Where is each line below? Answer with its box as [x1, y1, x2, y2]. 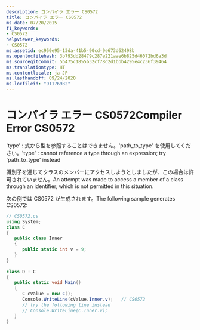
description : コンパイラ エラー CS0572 [6, 8, 99, 15]
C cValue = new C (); [21, 291, 73, 297]
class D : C [6, 269, 36, 275]
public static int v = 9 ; [21, 246, 87, 252]
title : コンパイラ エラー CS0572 [6, 14, 82, 20]
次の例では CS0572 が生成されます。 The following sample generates [6, 195, 176, 202]
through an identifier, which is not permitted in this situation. [6, 183, 154, 190]
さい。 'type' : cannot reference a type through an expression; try [6, 149, 166, 156]
